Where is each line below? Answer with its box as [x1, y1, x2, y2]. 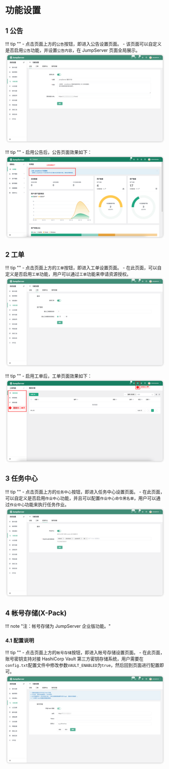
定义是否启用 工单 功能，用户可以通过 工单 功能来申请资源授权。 [5, 271, 132, 277]
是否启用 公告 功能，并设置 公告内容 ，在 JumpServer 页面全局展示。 [5, 47, 141, 53]
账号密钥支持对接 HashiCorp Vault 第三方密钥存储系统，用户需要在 [5, 656, 144, 662]
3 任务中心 [5, 474, 38, 483]
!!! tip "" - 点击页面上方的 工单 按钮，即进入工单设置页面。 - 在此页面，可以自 [5, 265, 162, 271]
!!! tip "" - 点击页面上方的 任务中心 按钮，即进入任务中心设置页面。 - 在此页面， [5, 489, 165, 495]
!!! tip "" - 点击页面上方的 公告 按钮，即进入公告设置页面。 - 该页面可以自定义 [5, 41, 162, 47]
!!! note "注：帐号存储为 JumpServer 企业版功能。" [5, 623, 111, 629]
